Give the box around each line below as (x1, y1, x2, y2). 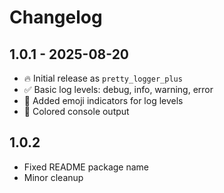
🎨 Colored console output (23, 106, 130, 117)
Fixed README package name (23, 161, 149, 173)
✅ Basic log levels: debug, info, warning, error (23, 84, 214, 95)
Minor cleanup (23, 171, 84, 183)
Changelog (9, 6, 103, 29)
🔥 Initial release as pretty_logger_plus (23, 72, 183, 84)
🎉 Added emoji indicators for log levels (23, 95, 184, 106)
